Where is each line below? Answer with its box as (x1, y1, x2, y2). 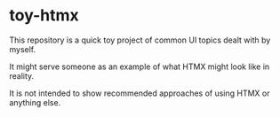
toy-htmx (9, 5, 79, 26)
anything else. (9, 97, 61, 107)
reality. (9, 70, 35, 81)
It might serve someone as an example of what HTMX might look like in (9, 61, 270, 72)
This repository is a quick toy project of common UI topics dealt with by (9, 35, 271, 45)
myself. (9, 43, 36, 54)
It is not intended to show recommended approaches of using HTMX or (9, 88, 270, 98)
